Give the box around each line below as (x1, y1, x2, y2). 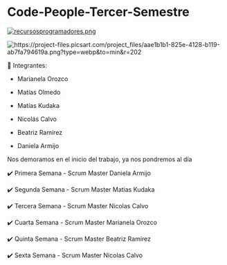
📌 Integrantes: (7, 61, 47, 69)
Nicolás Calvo (17, 115, 57, 123)
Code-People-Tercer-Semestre (7, 4, 190, 20)
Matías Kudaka (17, 101, 60, 109)
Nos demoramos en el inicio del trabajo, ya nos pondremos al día (7, 155, 192, 163)
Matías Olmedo (17, 88, 61, 96)
